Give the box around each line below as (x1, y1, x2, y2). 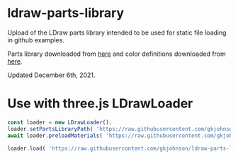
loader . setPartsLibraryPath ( (7, 125, 93, 132)
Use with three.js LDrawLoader (7, 95, 193, 112)
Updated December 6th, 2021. (7, 71, 96, 79)
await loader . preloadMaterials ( (7, 132, 103, 139)
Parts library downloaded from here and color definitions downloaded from (7, 49, 227, 58)
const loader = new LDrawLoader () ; (7, 119, 113, 126)
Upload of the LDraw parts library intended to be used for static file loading (7, 28, 227, 37)
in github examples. (7, 35, 65, 44)
